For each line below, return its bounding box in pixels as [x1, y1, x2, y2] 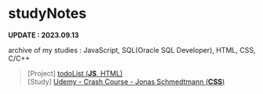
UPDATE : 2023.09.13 [8, 30, 79, 40]
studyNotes [8, 5, 87, 23]
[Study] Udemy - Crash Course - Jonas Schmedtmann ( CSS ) [27, 77, 225, 86]
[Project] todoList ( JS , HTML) [27, 68, 123, 78]
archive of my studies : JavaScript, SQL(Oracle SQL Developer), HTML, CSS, [8, 45, 256, 54]
